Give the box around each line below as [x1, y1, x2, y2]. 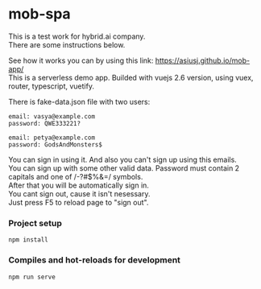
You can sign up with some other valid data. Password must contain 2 [8, 163, 240, 173]
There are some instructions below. [8, 39, 126, 49]
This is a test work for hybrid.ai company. [8, 31, 146, 41]
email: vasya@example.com [8, 112, 95, 121]
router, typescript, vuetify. [8, 81, 95, 91]
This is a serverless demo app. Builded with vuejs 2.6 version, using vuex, [8, 72, 254, 82]
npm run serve [8, 273, 56, 281]
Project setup [8, 217, 62, 229]
